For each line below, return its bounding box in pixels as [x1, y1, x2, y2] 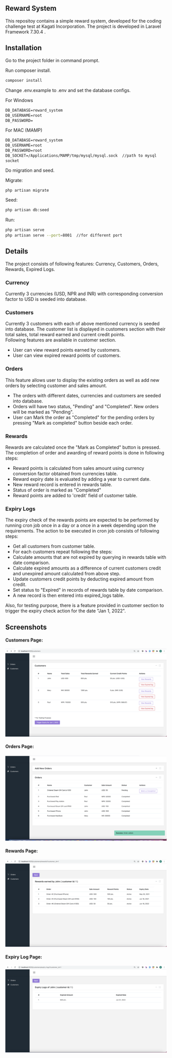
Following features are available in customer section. [5, 337, 116, 343]
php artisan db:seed [5, 208, 50, 213]
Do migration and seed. [5, 167, 55, 173]
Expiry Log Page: [5, 954, 42, 960]
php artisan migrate [5, 188, 50, 193]
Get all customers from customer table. [12, 543, 96, 550]
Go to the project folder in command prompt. [5, 57, 100, 63]
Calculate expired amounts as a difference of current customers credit [12, 565, 161, 571]
